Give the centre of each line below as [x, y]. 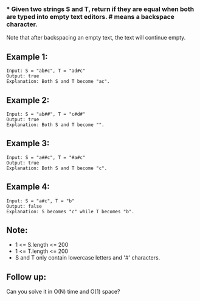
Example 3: [28, 143]
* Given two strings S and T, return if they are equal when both [100, 9]
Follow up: [26, 277]
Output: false [24, 206]
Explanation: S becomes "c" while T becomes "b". [71, 211]
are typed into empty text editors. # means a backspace [91, 16]
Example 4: [28, 187]
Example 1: [27, 57]
